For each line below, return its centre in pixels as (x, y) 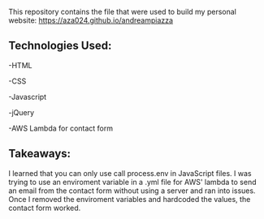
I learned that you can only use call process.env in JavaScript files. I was (130, 173)
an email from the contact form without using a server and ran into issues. (132, 191)
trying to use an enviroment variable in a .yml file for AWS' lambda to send (132, 182)
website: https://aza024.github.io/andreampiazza (91, 20)
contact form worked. (45, 208)
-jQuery (22, 112)
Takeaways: (40, 154)
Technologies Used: (60, 46)
